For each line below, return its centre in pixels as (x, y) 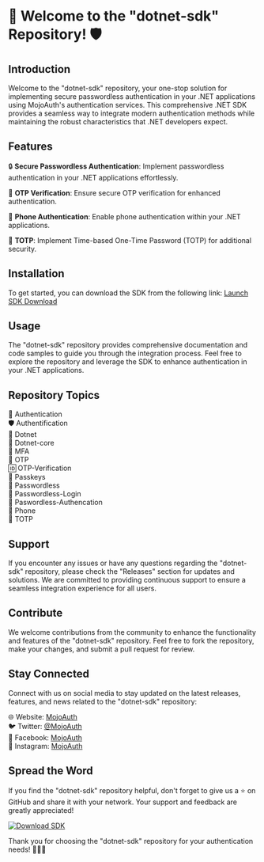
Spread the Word (51, 771)
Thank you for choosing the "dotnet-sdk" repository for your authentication (131, 841)
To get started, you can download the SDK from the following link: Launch (128, 293)
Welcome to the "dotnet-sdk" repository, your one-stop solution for (118, 88)
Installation (36, 273)
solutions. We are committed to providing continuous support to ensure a (127, 580)
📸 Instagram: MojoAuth (45, 746)
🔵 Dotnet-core (31, 443)
